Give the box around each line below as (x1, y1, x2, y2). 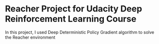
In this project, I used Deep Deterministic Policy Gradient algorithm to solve (5, 29, 155, 35)
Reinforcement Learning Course (5, 13, 137, 24)
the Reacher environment (5, 34, 56, 40)
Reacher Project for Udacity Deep (5, 3, 143, 14)
